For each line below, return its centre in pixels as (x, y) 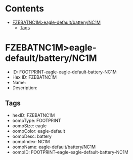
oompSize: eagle (29, 126)
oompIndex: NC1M (31, 141)
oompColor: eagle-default (39, 131)
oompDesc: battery (32, 136)
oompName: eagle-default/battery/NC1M (54, 147)
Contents (25, 9)
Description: (25, 88)
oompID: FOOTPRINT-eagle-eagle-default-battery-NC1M (70, 152)
